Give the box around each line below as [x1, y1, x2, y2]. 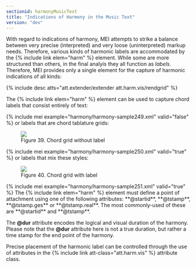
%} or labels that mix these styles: [6, 154, 89, 161]
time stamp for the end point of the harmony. [6, 232, 114, 239]
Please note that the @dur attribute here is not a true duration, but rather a [6, 225, 187, 232]
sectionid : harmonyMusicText [6, 8, 77, 15]
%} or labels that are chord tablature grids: [6, 120, 110, 127]
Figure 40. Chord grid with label [21, 171, 98, 179]
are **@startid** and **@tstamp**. [6, 208, 91, 215]
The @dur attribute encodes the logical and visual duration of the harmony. [6, 219, 189, 227]
